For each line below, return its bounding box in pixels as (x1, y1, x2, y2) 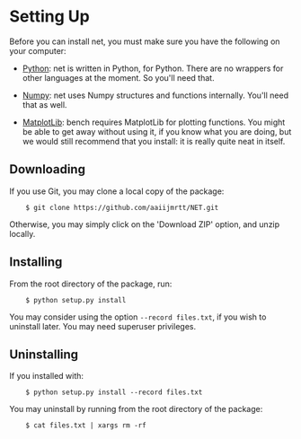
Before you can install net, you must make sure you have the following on (9, 36, 280, 47)
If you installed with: (9, 371, 84, 382)
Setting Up (9, 6, 90, 27)
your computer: (9, 45, 66, 56)
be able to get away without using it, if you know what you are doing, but (22, 126, 292, 136)
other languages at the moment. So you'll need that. (22, 72, 215, 83)
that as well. (22, 99, 67, 110)
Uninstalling (9, 347, 79, 362)
